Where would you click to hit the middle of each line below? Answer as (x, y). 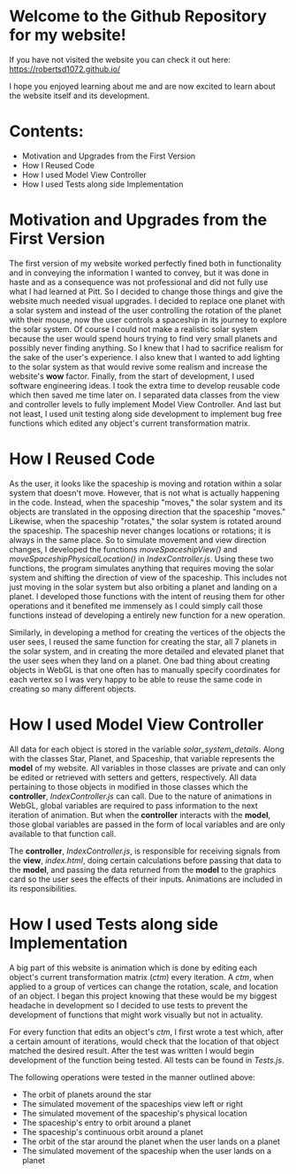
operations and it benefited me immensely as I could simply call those (136, 606)
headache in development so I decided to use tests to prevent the (129, 1005)
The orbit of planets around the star (87, 1094)
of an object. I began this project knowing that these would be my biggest (143, 996)
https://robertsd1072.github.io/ (65, 69)
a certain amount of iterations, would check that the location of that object (144, 1041)
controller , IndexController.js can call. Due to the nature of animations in (140, 796)
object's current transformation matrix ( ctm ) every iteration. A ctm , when (141, 977)
